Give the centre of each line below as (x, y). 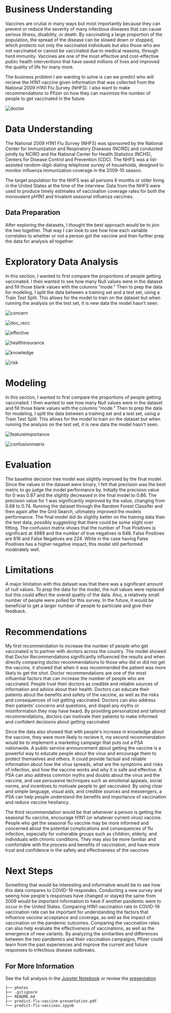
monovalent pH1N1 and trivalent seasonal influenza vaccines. (70, 196)
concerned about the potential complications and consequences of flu (79, 829)
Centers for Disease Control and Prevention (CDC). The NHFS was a (77, 159)
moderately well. (23, 549)
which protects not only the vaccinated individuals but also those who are (83, 45)
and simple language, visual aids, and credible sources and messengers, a (83, 791)
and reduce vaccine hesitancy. (38, 802)
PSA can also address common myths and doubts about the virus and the (83, 775)
